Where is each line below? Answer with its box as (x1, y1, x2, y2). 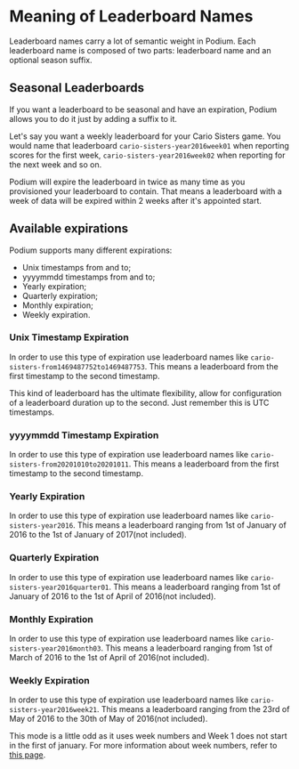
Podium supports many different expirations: (9, 245, 173, 255)
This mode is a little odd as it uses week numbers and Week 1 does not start (9, 731, 287, 741)
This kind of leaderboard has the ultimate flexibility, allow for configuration (9, 387, 282, 398)
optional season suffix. (9, 54, 93, 65)
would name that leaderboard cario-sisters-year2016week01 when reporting (9, 140, 289, 150)
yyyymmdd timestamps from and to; (21, 271, 156, 282)
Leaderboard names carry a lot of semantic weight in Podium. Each (9, 36, 256, 46)
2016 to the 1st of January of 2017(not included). (9, 530, 187, 540)
